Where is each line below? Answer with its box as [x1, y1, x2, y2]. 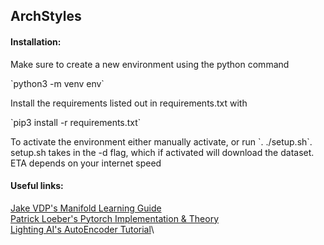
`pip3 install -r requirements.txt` [10, 116, 142, 128]
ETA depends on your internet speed [10, 157, 162, 169]
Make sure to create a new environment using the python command [10, 58, 290, 70]
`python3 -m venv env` [10, 77, 105, 89]
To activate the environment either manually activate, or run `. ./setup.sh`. [10, 135, 313, 148]
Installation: [10, 35, 62, 48]
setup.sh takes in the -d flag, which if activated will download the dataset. [10, 146, 315, 158]
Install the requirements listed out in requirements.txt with [10, 97, 248, 109]
